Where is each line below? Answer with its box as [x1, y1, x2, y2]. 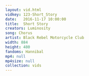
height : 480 [5, 44, 30, 49]
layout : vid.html [5, 7, 42, 12]
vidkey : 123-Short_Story [5, 12, 57, 17]
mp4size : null [5, 58, 35, 63]
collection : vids [5, 63, 42, 68]
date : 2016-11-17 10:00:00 [5, 16, 66, 21]
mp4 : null [5, 53, 26, 59]
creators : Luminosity [5, 26, 51, 31]
